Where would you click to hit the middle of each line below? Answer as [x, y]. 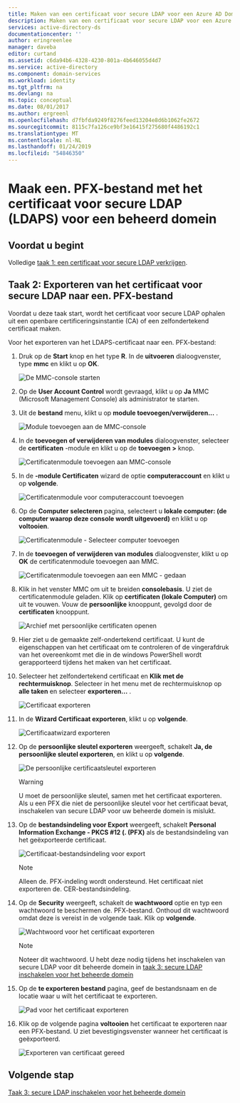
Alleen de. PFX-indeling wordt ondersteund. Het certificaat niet [111, 881]
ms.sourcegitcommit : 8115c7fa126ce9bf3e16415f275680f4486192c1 [104, 127]
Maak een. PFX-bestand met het [105, 189]
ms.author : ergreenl [39, 114]
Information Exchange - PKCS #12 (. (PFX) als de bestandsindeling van [123, 832]
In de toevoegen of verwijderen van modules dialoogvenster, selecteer [124, 440]
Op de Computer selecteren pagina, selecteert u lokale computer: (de [122, 510]
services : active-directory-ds [54, 27]
